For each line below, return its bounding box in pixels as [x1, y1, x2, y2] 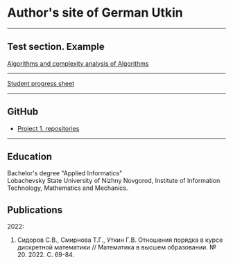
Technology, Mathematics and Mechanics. [7, 184, 128, 192]
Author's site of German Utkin [7, 5, 184, 21]
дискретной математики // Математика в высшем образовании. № [17, 243, 217, 252]
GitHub [7, 106, 39, 118]
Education [7, 150, 53, 162]
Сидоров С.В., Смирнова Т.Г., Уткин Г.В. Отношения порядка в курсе [17, 236, 223, 244]
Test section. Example [7, 41, 105, 53]
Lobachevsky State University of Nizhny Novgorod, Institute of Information [7, 177, 221, 185]
